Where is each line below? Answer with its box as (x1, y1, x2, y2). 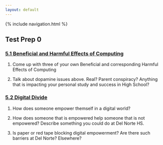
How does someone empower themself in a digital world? (12, 105, 131, 111)
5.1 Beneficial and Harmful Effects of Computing (5, 50, 124, 57)
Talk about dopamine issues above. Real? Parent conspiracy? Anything (12, 76, 158, 82)
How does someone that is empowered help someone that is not (12, 115, 145, 121)
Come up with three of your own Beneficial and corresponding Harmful (12, 62, 159, 68)
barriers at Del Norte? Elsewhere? (12, 135, 82, 141)
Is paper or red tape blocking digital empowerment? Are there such (12, 130, 151, 136)
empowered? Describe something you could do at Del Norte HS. (12, 120, 145, 126)
